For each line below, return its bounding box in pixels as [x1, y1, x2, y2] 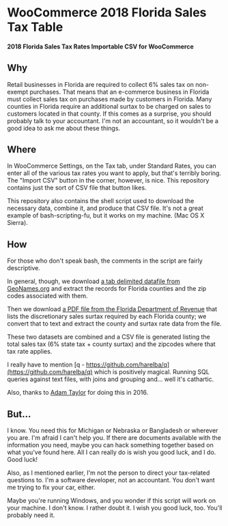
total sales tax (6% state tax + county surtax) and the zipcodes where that [7, 340, 216, 348]
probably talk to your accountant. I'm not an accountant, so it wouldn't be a [7, 116, 218, 124]
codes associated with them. [7, 292, 88, 300]
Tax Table [7, 19, 63, 35]
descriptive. [7, 264, 41, 272]
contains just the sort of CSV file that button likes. [7, 183, 147, 192]
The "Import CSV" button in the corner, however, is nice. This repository [7, 176, 210, 185]
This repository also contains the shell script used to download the [7, 197, 195, 205]
